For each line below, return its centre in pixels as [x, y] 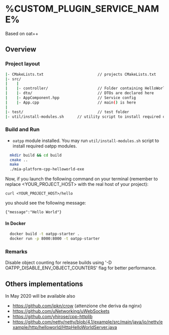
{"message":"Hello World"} [33, 212]
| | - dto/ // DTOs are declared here [80, 93]
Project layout [23, 64]
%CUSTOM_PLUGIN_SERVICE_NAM [82, 9]
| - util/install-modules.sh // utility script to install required [83, 117]
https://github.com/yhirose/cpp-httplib [53, 317]
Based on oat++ [22, 33]
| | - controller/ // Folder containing [74, 88]
